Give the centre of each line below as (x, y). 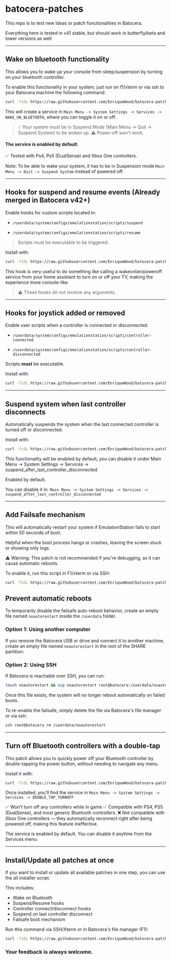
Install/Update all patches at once (60, 860)
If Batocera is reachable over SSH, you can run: (55, 676)
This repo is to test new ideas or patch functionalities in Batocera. (74, 23)
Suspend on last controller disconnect (52, 914)
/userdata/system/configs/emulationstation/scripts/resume (77, 233)
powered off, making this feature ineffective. (52, 824)
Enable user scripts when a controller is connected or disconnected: (77, 325)
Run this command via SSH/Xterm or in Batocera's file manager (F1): (77, 929)
